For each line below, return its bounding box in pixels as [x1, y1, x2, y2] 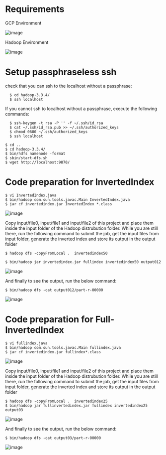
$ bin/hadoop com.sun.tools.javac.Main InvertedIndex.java [5, 197, 130, 202]
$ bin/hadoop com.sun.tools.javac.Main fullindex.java [5, 345, 121, 350]
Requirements [5, 3, 65, 15]
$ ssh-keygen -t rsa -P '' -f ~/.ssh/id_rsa [9, 121, 103, 126]
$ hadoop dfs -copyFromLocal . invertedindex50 [5, 251, 108, 256]
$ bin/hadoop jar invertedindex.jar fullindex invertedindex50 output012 [5, 259, 162, 265]
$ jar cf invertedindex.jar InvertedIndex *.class [5, 201, 112, 206]
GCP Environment [5, 20, 42, 26]
